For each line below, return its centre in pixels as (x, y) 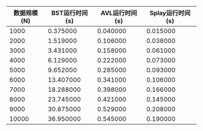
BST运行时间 (69, 13)
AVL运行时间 (119, 13)
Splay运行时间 (170, 13)
